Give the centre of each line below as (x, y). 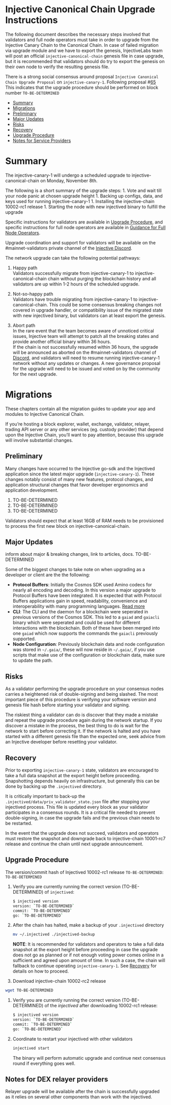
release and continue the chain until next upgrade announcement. (74, 844)
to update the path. (33, 661)
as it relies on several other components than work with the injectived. (79, 1097)
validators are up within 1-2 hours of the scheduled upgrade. (76, 284)
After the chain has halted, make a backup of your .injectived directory (88, 925)
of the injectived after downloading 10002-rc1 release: (101, 1006)
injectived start (31, 1048)
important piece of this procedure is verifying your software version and (81, 700)
